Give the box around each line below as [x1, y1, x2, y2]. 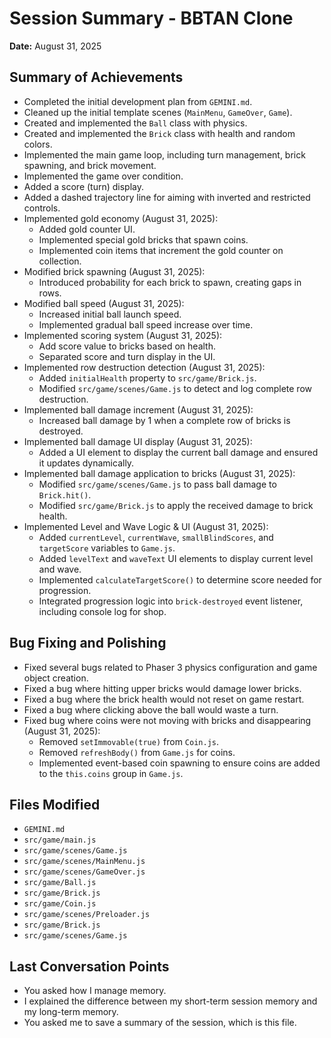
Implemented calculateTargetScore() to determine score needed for [38, 573, 322, 586]
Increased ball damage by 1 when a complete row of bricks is [38, 414, 291, 426]
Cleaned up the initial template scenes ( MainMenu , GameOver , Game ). [23, 106, 293, 118]
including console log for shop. [38, 605, 167, 617]
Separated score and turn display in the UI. [38, 350, 216, 362]
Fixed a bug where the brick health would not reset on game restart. [23, 693, 305, 705]
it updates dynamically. [38, 457, 135, 469]
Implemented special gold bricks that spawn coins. [38, 233, 249, 246]
